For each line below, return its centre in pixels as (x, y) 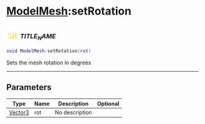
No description (74, 112)
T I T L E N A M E (38, 37)
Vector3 (19, 112)
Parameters (29, 87)
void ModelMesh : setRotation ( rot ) (49, 51)
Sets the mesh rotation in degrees (49, 63)
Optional (108, 103)
